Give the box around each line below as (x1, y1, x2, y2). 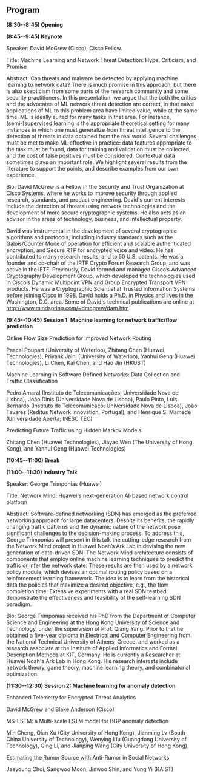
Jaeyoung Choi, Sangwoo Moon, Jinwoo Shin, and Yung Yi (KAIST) (6, 765, 174, 773)
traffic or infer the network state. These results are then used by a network (6, 562, 193, 569)
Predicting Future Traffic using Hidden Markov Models (6, 426, 142, 434)
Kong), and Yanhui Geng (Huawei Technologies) (6, 444, 126, 452)
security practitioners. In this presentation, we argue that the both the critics (6, 94, 196, 101)
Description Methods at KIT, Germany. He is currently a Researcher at (6, 651, 181, 658)
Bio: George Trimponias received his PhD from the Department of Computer (6, 612, 196, 619)
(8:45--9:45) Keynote (6, 33, 62, 40)
